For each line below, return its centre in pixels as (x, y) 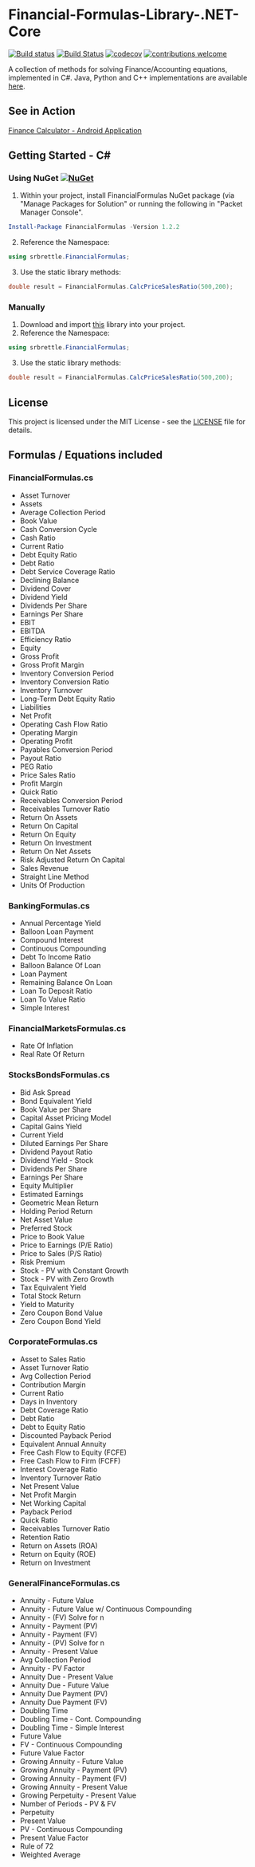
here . (17, 86)
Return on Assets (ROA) (59, 1546)
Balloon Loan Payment (57, 932)
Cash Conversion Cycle (58, 529)
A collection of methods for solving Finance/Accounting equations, (118, 69)
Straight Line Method (54, 876)
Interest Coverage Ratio (59, 1469)
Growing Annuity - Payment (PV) (73, 1770)
